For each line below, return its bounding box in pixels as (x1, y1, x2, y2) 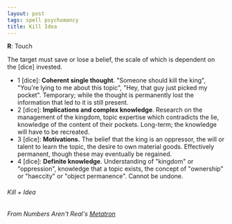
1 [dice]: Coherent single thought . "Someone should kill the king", (17, 76, 206, 85)
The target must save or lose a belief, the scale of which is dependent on (7, 55, 215, 64)
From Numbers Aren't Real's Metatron (7, 209, 116, 218)
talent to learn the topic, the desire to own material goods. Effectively (17, 143, 215, 151)
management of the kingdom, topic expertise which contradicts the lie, (17, 113, 220, 121)
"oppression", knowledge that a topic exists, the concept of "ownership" (17, 164, 224, 173)
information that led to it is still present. (17, 98, 129, 107)
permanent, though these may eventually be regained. (17, 150, 172, 158)
